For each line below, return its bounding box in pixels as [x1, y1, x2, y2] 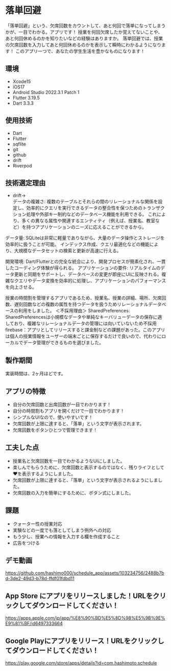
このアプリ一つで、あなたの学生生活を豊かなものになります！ [15, 48, 145, 54]
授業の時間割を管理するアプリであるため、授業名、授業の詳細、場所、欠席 [5, 295, 162, 301]
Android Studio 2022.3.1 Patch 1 [12, 89, 80, 95]
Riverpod [12, 162, 32, 169]
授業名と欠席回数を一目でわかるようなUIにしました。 [12, 458, 125, 464]
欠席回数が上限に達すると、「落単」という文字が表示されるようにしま [12, 477, 158, 483]
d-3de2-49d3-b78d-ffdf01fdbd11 [5, 576, 75, 582]
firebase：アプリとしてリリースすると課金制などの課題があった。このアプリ [5, 327, 165, 333]
